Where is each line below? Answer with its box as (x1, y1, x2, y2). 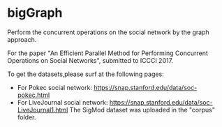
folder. (17, 113, 36, 121)
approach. (7, 35, 37, 43)
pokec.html (17, 91, 50, 99)
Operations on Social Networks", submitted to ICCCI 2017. (7, 56, 173, 64)
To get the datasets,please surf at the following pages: (7, 70, 164, 78)
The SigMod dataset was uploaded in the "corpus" (69, 105, 215, 114)
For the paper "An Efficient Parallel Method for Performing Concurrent (7, 49, 208, 57)
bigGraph (7, 5, 63, 21)
